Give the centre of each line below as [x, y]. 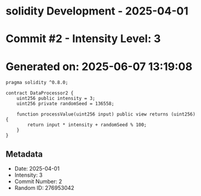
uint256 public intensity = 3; [56, 99]
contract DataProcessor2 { [40, 93]
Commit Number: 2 [38, 181]
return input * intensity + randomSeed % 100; [87, 125]
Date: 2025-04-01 [37, 169]
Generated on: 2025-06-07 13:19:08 [99, 66]
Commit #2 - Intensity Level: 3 [83, 39]
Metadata [24, 154]
